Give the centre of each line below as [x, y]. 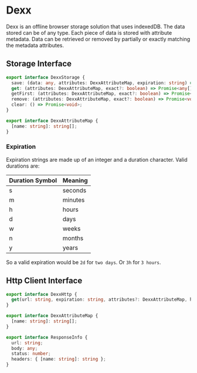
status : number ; [31, 354]
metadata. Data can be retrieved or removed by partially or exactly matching [98, 39]
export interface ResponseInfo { [47, 337]
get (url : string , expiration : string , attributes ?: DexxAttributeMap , [99, 300]
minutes [74, 199]
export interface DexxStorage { [45, 77]
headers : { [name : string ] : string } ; [59, 359]
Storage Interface [39, 64]
